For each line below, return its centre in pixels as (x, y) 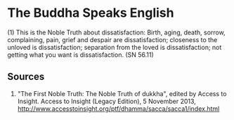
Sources (26, 77)
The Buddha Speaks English (91, 13)
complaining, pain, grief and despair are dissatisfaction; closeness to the (112, 39)
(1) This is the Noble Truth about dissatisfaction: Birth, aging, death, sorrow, (117, 32)
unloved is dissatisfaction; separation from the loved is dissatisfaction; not (115, 47)
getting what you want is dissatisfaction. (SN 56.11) (81, 55)
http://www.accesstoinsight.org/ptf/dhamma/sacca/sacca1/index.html (118, 108)
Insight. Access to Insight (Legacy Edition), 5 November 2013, (107, 101)
